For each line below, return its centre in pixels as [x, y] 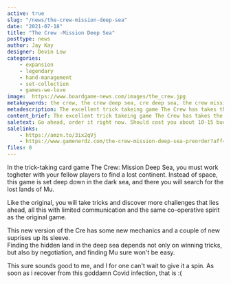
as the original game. [37, 217]
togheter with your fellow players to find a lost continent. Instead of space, [112, 175]
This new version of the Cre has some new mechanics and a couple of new [113, 230]
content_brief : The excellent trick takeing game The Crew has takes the [115, 116]
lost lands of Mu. [31, 189]
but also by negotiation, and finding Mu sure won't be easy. [91, 252]
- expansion [36, 65]
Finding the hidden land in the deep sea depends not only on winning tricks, [114, 245]
